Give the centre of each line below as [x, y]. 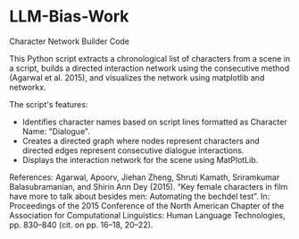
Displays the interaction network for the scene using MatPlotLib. [140, 159]
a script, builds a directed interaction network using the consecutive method [149, 68]
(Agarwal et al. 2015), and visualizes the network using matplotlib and [137, 77]
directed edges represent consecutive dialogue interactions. [133, 150]
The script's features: [49, 104]
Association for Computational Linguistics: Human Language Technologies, [147, 215]
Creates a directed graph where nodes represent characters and [141, 141]
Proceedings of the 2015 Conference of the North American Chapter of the [147, 205]
